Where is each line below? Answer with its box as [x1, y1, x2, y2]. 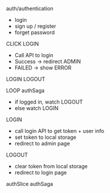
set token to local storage [14, 134, 76, 141]
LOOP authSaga [6, 87, 45, 94]
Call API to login [14, 52, 54, 58]
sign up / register [14, 23, 56, 29]
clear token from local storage [14, 163, 88, 169]
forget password [14, 29, 55, 36]
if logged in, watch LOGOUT [14, 98, 84, 105]
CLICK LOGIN [6, 41, 39, 47]
